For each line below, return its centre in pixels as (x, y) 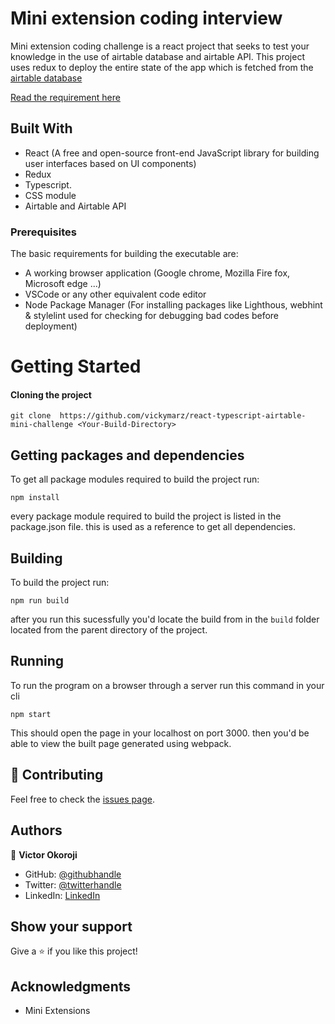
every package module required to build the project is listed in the (146, 516)
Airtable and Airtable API (75, 206)
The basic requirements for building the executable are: (124, 254)
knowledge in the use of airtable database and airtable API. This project (157, 56)
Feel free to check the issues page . (82, 799)
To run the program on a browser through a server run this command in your (167, 685)
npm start (31, 714)
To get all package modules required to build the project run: (135, 479)
